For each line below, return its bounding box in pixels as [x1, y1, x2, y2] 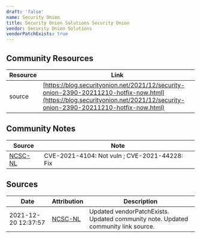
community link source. [89, 222, 155, 230]
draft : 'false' [6, 8, 44, 15]
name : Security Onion [6, 14, 60, 20]
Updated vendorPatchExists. [89, 207, 169, 215]
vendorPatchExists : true [6, 31, 68, 37]
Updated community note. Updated [89, 215, 188, 223]
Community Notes [6, 124, 76, 134]
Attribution [51, 197, 84, 205]
